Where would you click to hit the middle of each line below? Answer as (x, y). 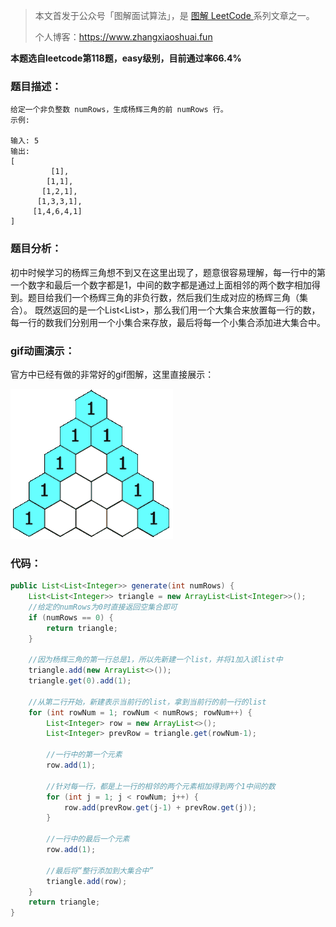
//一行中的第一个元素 (84, 755)
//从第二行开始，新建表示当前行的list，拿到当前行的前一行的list (147, 702)
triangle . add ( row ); (87, 881)
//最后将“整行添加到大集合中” (100, 870)
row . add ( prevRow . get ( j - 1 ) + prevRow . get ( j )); (160, 807)
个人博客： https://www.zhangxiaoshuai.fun (123, 37)
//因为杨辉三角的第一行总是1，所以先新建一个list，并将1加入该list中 (155, 660)
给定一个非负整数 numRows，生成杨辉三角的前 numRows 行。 (119, 110)
